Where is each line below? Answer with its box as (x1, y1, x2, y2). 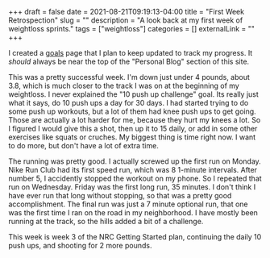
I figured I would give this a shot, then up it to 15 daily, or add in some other (8, 124, 258, 133)
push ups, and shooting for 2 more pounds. (8, 241, 152, 250)
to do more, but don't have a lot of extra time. (8, 141, 159, 150)
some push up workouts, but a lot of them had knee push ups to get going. (8, 106, 256, 116)
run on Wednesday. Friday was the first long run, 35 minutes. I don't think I (8, 182, 256, 192)
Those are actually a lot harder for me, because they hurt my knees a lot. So (8, 115, 261, 124)
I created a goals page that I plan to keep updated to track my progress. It (8, 48, 253, 57)
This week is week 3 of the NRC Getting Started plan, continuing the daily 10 (8, 232, 262, 241)
